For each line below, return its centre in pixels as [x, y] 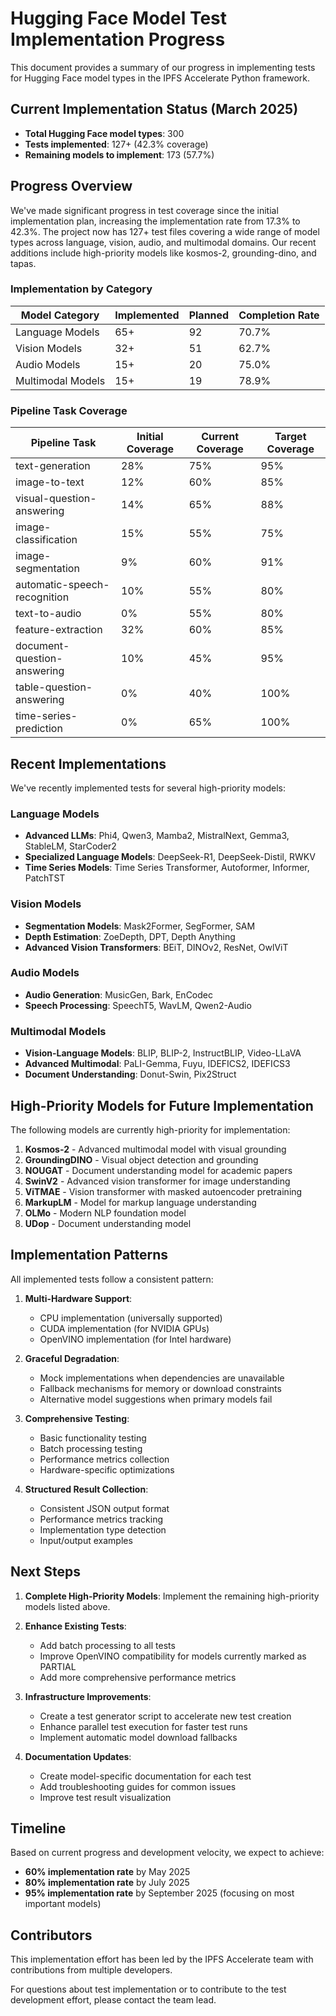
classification [46, 540]
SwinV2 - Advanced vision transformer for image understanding [157, 1181]
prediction [39, 729]
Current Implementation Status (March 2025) [154, 109]
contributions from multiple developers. [91, 1970]
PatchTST [45, 878]
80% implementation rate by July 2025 [107, 1883]
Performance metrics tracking [101, 1519]
